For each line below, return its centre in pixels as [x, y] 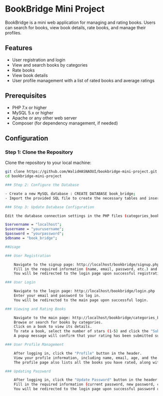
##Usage [13, 247]
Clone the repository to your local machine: [48, 163]
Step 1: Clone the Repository [39, 152]
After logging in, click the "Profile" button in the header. [78, 353]
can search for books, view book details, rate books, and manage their [76, 27]
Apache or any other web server [44, 118]
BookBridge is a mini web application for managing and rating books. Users [80, 22]
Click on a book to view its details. [53, 327]
